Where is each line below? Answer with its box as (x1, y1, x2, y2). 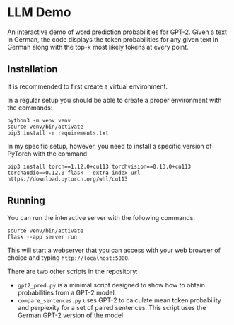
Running (7, 195, 46, 207)
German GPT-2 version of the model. (17, 311, 125, 319)
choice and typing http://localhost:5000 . (7, 253, 130, 262)
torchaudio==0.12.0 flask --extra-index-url (7, 169, 141, 176)
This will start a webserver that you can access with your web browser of (7, 246, 221, 254)
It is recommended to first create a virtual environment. (7, 82, 168, 91)
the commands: (7, 103, 53, 112)
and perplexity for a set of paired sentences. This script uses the (17, 303, 206, 312)
